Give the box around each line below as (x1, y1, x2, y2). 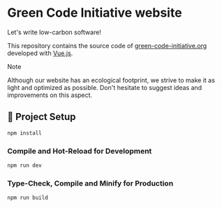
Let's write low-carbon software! (7, 28, 101, 36)
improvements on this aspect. (7, 91, 93, 99)
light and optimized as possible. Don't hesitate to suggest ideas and (7, 83, 202, 91)
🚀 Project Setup (7, 111, 76, 123)
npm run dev (7, 162, 42, 169)
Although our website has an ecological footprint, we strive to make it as (7, 75, 215, 84)
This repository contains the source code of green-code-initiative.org (7, 41, 207, 50)
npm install (7, 129, 42, 137)
